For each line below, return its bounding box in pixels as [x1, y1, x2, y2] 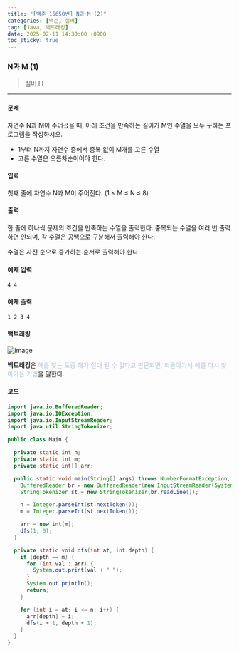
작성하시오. [31, 130, 63, 138]
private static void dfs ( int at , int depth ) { [14, 547, 154, 554]
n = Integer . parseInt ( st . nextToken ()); [20, 501, 139, 508]
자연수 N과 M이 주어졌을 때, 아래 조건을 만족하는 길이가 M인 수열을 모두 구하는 [7, 120, 224, 129]
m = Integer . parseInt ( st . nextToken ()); [20, 508, 139, 515]
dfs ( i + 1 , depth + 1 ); [26, 619, 97, 627]
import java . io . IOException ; [7, 410, 94, 417]
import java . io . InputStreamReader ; [7, 416, 113, 424]
